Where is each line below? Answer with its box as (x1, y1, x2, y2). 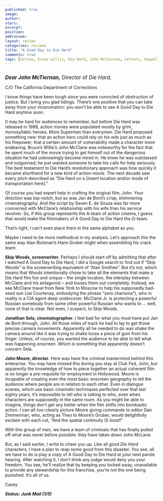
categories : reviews (5, 43, 47, 48)
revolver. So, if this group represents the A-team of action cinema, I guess (5, 210, 153, 216)
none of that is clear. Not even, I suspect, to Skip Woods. (5, 306, 119, 312)
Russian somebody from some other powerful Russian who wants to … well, (5, 301, 157, 307)
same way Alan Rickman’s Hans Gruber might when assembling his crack (5, 240, 151, 245)
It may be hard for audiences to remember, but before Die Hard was (5, 119, 141, 125)
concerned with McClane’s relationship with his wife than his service (5, 206, 142, 211)
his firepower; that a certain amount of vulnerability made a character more (5, 139, 155, 145)
